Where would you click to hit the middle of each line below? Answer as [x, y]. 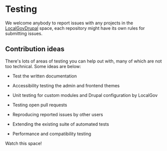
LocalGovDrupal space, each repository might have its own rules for [75, 28]
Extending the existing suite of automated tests [61, 124]
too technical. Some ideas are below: [43, 66]
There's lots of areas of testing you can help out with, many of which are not [83, 61]
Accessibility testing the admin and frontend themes [66, 85]
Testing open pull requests [40, 105]
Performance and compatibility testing [52, 134]
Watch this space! [24, 143]
